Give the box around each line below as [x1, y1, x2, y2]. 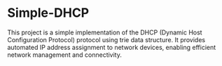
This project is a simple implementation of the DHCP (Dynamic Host [7, 28, 202, 37]
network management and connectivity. [7, 51, 123, 59]
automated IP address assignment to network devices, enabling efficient [7, 43, 216, 51]
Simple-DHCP [7, 5, 90, 21]
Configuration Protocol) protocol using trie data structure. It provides [7, 35, 205, 44]
